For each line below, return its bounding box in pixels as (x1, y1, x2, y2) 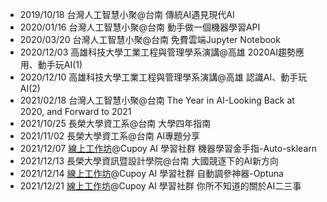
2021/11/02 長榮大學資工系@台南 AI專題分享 (19, 130, 201, 142)
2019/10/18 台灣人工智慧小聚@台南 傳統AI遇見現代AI (19, 9, 235, 20)
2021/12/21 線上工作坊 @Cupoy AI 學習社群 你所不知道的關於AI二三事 (19, 180, 302, 192)
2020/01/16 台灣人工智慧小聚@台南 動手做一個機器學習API (19, 21, 261, 33)
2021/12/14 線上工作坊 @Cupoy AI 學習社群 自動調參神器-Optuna (19, 168, 284, 179)
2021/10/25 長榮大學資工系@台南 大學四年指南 (19, 118, 212, 129)
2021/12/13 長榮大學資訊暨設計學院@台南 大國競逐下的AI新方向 (19, 155, 279, 167)
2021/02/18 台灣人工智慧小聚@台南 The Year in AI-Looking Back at (19, 94, 295, 106)
